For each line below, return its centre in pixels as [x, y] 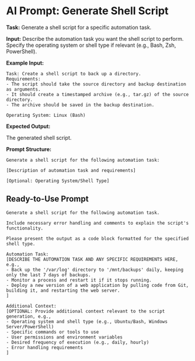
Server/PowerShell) [30, 327]
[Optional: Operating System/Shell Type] [58, 181]
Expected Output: [28, 126]
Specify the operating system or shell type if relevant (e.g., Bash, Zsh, [91, 45]
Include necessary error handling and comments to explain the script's [97, 223]
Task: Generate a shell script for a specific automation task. [79, 27]
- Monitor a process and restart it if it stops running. [79, 280]
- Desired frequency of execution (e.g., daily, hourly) [78, 342]
